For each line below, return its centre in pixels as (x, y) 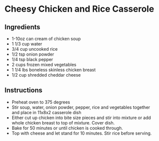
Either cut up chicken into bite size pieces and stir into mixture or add (81, 118)
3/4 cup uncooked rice (35, 49)
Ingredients (22, 27)
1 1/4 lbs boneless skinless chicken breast (54, 70)
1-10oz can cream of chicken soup (46, 39)
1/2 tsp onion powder (33, 54)
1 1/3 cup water (27, 44)
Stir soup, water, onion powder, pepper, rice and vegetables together (81, 107)
